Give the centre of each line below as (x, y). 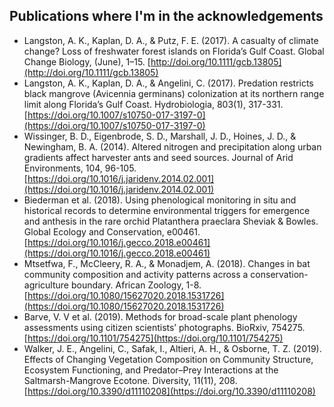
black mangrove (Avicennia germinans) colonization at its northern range (174, 93)
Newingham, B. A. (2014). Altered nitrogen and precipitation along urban (172, 146)
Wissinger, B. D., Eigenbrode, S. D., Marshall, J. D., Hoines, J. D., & (160, 136)
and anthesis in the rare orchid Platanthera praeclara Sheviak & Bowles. (171, 221)
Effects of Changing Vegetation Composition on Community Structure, (168, 359)
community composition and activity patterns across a (136, 274)
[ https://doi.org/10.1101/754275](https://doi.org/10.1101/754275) (153, 338)
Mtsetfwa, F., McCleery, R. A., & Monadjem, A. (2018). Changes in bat (167, 263)
